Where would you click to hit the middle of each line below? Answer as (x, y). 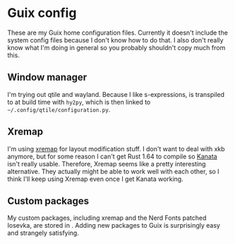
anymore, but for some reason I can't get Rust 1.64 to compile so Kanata (112, 156)
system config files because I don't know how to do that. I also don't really (115, 40)
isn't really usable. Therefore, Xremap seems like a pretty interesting (107, 163)
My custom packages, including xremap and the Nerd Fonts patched (107, 218)
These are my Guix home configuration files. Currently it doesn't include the (117, 33)
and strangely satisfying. (43, 233)
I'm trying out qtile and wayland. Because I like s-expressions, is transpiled (116, 94)
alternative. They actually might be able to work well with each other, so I (114, 171)
